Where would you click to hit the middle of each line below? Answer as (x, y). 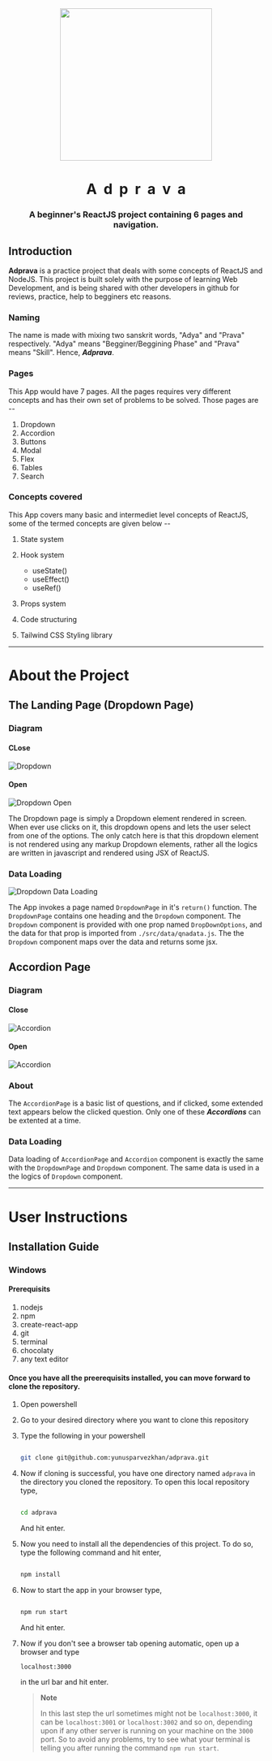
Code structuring (49, 619)
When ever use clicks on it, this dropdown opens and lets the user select (130, 827)
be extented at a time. (45, 1121)
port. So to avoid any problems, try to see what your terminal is (145, 1739)
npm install (40, 1574)
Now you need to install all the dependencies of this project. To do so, (136, 1543)
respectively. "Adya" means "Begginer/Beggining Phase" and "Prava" (124, 344)
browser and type (49, 1651)
